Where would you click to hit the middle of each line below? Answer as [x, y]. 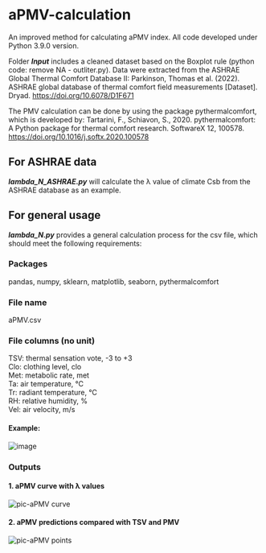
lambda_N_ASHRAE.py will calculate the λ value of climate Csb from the [129, 181]
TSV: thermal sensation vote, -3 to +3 [70, 358]
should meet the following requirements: [75, 243]
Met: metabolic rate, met [49, 375]
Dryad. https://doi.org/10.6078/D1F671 [71, 95]
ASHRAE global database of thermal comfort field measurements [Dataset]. [133, 87]
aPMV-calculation [70, 15]
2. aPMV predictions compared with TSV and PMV [94, 522]
